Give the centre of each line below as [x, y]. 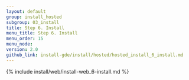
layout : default [26, 11]
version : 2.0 [22, 50]
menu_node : [19, 44]
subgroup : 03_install [33, 22]
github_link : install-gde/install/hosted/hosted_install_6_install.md [95, 55]
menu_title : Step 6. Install [42, 33]
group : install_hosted [34, 17]
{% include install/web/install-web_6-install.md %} [68, 71]
